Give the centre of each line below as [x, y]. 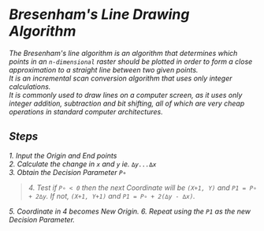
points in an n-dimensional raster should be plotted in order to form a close [131, 61]
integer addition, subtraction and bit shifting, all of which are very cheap [127, 103]
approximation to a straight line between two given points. [104, 69]
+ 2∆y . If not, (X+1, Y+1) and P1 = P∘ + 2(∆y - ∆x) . [112, 196]
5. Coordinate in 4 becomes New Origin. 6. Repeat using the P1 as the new [130, 211]
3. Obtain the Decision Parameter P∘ [68, 172]
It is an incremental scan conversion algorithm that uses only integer [121, 78]
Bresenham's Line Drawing [99, 15]
